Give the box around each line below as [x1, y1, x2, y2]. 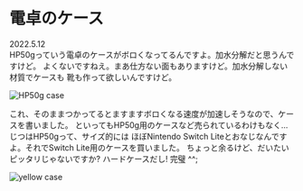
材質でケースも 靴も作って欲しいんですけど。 [9, 71, 177, 82]
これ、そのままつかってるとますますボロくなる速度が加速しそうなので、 [9, 108, 279, 119]
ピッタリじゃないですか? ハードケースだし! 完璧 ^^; [9, 153, 199, 164]
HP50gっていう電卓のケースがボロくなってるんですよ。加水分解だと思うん [9, 49, 287, 59]
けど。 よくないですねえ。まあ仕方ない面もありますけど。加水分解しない [16, 60, 289, 71]
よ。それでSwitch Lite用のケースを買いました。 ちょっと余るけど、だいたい [9, 141, 289, 153]
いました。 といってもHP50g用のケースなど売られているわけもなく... [33, 119, 289, 131]
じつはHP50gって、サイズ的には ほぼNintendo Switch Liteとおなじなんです [9, 131, 288, 141]
